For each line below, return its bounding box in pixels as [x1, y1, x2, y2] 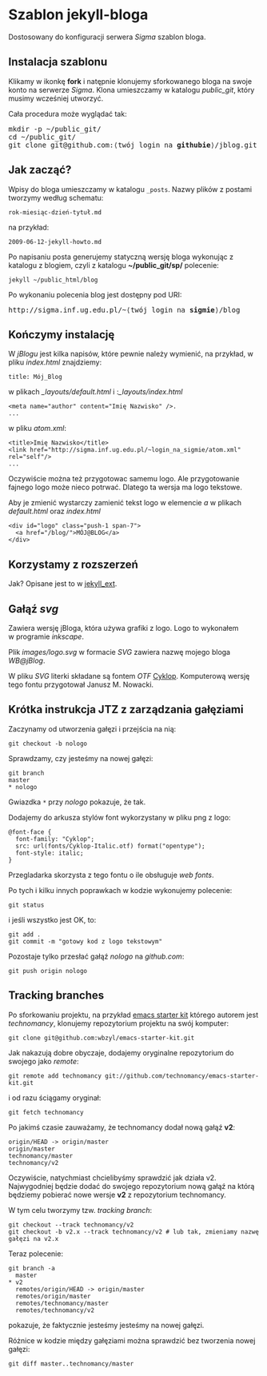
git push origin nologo [8, 967, 88, 975]
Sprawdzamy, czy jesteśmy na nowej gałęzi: [8, 753, 153, 763]
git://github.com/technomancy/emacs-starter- [105, 1071, 260, 1080]
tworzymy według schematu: [8, 193, 104, 202]
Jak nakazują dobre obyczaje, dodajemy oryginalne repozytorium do [8, 1047, 234, 1057]
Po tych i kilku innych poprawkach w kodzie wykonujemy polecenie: [8, 885, 233, 895]
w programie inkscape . [8, 632, 84, 641]
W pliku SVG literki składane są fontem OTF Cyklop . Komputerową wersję [8, 672, 250, 680]
